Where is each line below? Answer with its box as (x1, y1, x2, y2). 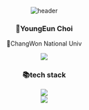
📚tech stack (22, 70, 66, 80)
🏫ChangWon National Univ (6, 39, 82, 48)
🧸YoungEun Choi (15, 24, 73, 33)
